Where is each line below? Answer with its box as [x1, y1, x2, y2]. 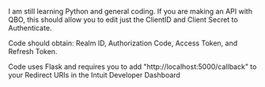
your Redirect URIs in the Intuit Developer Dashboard [8, 71, 180, 79]
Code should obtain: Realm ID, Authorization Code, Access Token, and [8, 38, 238, 48]
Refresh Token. [8, 47, 58, 56]
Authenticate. [8, 24, 52, 32]
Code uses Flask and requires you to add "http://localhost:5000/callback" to [8, 62, 257, 71]
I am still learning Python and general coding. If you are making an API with [8, 7, 253, 16]
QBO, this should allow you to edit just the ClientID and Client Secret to [8, 15, 239, 24]
